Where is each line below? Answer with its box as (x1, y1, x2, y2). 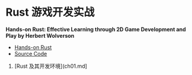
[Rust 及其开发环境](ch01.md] (14, 62, 88, 70)
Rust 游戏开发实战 (5, 5, 95, 19)
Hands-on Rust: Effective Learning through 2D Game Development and (5, 25, 187, 33)
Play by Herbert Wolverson (5, 32, 74, 39)
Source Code (14, 50, 47, 57)
